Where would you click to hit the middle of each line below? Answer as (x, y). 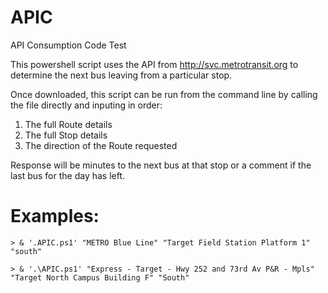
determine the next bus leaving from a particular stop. (121, 75)
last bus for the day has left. (68, 175)
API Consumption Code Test (68, 45)
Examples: (55, 216)
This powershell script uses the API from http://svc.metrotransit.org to (154, 64)
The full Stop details (66, 135)
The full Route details (68, 124)
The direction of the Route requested (101, 145)
